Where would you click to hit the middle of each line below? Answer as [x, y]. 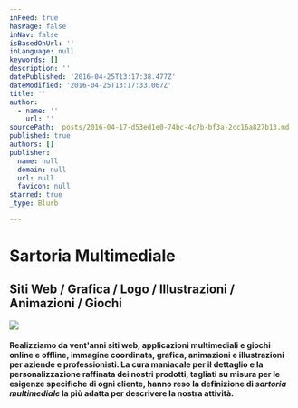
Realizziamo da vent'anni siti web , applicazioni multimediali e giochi [140, 345]
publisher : [30, 152]
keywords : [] [34, 60]
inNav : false [34, 34]
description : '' [40, 69]
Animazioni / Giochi [66, 303]
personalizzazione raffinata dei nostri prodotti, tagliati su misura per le [145, 374]
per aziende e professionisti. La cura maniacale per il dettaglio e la [136, 364]
